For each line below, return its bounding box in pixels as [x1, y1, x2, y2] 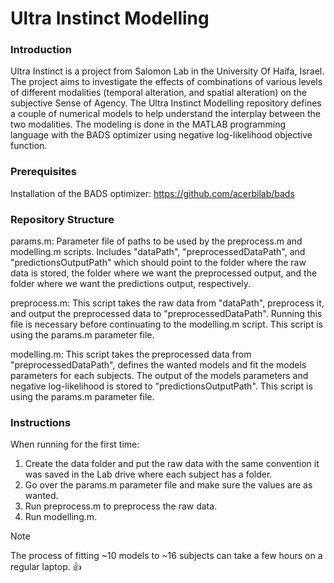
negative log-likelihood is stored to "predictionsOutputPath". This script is [10, 380, 313, 392]
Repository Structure [10, 212, 115, 226]
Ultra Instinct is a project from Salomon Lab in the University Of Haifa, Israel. [10, 65, 325, 77]
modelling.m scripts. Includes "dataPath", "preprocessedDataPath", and [10, 246, 306, 258]
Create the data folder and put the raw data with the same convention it [24, 458, 320, 470]
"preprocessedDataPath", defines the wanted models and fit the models [10, 359, 307, 371]
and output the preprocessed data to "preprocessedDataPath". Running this [10, 308, 323, 320]
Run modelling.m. [24, 511, 98, 523]
